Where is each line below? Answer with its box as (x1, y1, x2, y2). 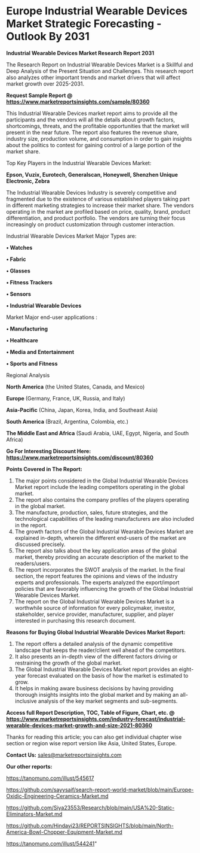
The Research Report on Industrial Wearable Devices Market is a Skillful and (6, 61, 193, 68)
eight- (179, 666, 194, 673)
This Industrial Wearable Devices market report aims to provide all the (6, 110, 178, 117)
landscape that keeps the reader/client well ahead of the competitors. (14, 646, 186, 654)
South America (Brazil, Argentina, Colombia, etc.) (6, 418, 129, 425)
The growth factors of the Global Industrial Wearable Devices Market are (14, 528, 194, 535)
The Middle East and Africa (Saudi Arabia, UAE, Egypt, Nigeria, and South (6, 429, 189, 436)
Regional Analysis (6, 371, 50, 378)
